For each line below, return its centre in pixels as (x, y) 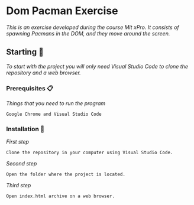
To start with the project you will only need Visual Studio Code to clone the (97, 66)
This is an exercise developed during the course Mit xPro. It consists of (93, 27)
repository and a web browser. (43, 73)
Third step (19, 186)
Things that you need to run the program (56, 103)
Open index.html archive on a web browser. (61, 196)
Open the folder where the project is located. (66, 175)
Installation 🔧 (25, 129)
